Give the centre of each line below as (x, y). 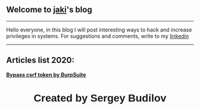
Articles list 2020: (40, 60)
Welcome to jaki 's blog (49, 10)
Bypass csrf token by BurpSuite (46, 74)
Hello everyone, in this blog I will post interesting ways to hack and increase (99, 30)
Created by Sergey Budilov (100, 98)
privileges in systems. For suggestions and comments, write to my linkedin (98, 36)
